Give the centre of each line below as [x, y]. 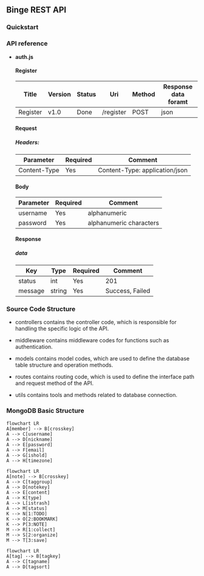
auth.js [24, 56]
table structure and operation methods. [64, 365]
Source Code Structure [41, 309]
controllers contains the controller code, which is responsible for [96, 322]
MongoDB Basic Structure [46, 411]
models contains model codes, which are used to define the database [102, 359]
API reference [27, 44]
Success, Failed [128, 291]
